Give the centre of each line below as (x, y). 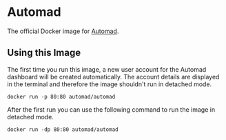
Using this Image (44, 53)
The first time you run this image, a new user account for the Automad (107, 69)
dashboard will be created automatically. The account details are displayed (113, 77)
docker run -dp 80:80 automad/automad (63, 129)
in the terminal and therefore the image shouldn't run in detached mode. (110, 84)
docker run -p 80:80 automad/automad (61, 97)
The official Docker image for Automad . (63, 31)
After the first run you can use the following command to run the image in (111, 109)
